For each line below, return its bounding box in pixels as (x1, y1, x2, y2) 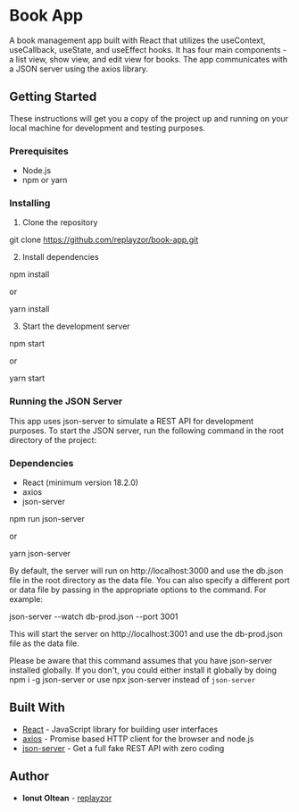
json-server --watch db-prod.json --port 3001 (9, 611, 179, 622)
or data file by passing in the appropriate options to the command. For (9, 584, 267, 595)
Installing (9, 197, 51, 209)
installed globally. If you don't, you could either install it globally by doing (9, 665, 277, 675)
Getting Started (9, 89, 97, 105)
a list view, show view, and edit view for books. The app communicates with (9, 54, 288, 64)
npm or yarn (21, 175, 68, 186)
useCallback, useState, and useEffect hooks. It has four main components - (9, 44, 287, 54)
